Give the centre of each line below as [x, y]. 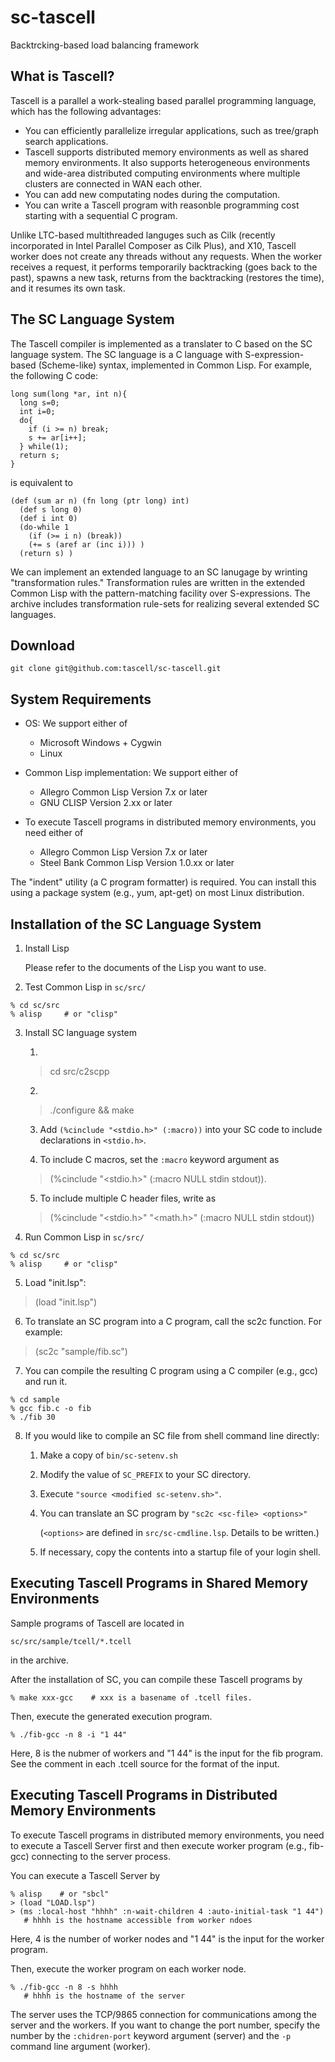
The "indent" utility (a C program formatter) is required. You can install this [163, 882]
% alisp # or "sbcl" [60, 1894]
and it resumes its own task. [68, 288]
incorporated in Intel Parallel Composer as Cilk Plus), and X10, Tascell [153, 245]
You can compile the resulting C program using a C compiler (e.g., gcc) [171, 1370]
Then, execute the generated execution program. [111, 1716]
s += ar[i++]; [57, 437]
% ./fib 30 [33, 1417]
